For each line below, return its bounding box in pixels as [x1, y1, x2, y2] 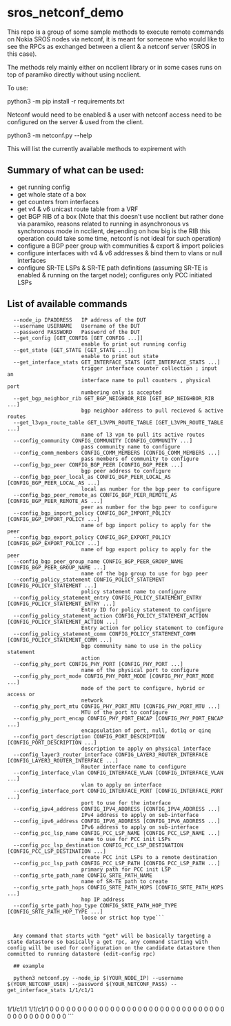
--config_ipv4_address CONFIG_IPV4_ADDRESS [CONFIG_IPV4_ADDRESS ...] [13, 805, 221, 812]
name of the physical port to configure [81, 667, 199, 673]
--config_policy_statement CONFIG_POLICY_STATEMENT [13, 576, 165, 583]
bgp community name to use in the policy [81, 642, 202, 649]
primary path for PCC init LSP [81, 866, 171, 873]
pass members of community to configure [81, 455, 199, 462]
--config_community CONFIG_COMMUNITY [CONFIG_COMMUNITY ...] [13, 437, 193, 444]
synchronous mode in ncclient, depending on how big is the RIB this [17, 226, 210, 235]
